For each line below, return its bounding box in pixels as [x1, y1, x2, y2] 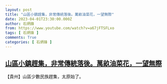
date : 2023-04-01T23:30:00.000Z [5, 16, 72, 21]
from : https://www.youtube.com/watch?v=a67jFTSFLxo [5, 26, 114, 31]
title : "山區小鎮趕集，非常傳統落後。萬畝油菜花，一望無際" [5, 12, 114, 17]
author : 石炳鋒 [5, 21, 34, 26]
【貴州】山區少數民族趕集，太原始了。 [5, 73, 83, 80]
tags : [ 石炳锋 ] [5, 30, 39, 35]
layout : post [5, 7, 32, 12]
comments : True [5, 35, 37, 40]
